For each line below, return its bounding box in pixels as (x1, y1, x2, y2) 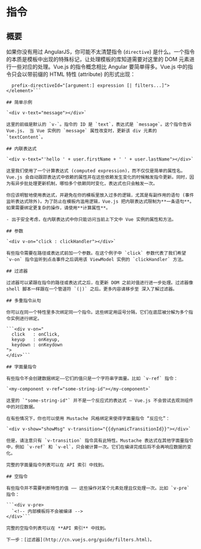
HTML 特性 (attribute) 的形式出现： (49, 71, 136, 78)
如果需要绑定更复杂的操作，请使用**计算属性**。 (6, 205, 111, 211)
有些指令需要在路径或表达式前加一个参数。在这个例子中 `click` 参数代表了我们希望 (6, 250, 187, 256)
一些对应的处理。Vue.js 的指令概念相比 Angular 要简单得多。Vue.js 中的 (11, 63, 188, 70)
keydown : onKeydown (11, 342, 63, 348)
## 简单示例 (6, 99, 33, 105)
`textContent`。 (6, 134, 46, 140)
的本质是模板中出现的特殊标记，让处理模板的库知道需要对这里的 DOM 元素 (6, 56, 190, 63)
